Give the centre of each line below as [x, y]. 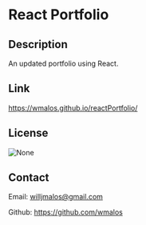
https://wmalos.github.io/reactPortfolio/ [73, 108]
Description [38, 44]
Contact [29, 178]
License [28, 133]
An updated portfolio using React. [63, 63]
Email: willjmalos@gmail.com [56, 197]
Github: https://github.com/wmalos [66, 212]
